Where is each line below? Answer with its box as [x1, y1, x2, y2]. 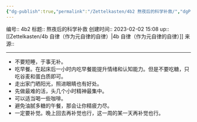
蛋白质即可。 [35, 73, 66, 80]
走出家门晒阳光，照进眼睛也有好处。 [14, 80, 103, 87]
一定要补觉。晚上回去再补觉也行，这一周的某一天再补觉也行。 [14, 109, 164, 116]
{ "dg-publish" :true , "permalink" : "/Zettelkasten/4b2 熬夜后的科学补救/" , [6, 8, 181, 15]
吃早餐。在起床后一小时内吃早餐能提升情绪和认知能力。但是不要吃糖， [14, 65, 185, 72]
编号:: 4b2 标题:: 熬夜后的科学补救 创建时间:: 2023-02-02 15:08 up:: [6, 25, 169, 32]
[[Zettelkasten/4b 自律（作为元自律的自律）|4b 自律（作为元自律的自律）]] [6, 33, 184, 40]
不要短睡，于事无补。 [14, 58, 66, 65]
